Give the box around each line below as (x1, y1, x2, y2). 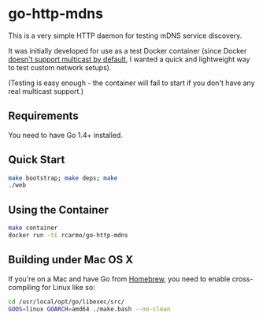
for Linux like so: (42, 282, 96, 292)
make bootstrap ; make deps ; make (8, 174, 118, 182)
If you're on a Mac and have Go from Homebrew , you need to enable (8, 273, 231, 284)
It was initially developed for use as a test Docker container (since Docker (8, 46, 247, 55)
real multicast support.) (8, 86, 84, 95)
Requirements (8, 110, 79, 123)
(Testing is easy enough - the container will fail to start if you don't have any (8, 78, 255, 87)
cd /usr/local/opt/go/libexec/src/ (8, 297, 125, 306)
